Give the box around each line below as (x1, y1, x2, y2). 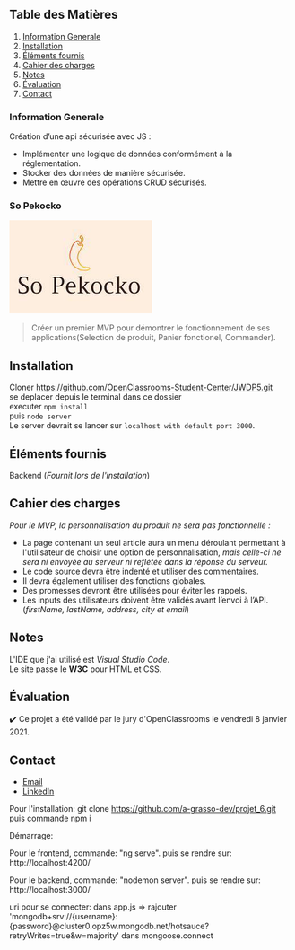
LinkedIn (22, 786, 55, 797)
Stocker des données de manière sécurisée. (22, 168, 186, 179)
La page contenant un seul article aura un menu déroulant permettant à (22, 537, 286, 548)
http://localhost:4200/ (9, 858, 91, 868)
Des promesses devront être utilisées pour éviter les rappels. (22, 585, 248, 595)
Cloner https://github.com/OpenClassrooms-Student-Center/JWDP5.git (9, 382, 273, 393)
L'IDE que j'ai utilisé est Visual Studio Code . (9, 654, 170, 664)
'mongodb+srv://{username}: (9, 911, 118, 922)
